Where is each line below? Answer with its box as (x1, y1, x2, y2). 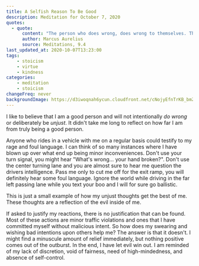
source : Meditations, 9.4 (21, 42, 86, 48)
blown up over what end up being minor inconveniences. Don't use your (6, 149, 182, 157)
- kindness (17, 69, 44, 75)
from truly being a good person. (6, 125, 84, 132)
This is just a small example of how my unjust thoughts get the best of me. (6, 192, 188, 199)
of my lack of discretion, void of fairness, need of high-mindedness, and (6, 248, 182, 255)
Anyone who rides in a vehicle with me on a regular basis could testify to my (6, 137, 192, 144)
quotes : (6, 20, 25, 25)
